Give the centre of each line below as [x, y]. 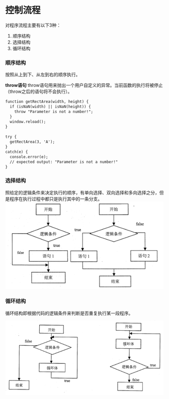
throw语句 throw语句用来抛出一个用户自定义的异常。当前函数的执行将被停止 [84, 85]
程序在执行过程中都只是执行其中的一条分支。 [56, 198]
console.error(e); [29, 157]
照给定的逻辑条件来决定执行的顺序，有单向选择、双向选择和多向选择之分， [82, 192]
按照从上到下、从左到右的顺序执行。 [43, 75]
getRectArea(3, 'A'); [32, 142]
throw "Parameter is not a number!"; [54, 112]
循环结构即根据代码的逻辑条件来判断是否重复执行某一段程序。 [69, 313]
